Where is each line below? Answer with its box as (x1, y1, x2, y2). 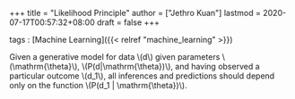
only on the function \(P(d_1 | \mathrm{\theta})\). (9, 80, 187, 90)
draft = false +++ (97, 17, 160, 28)
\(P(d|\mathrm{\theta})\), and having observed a (82, 62, 260, 71)
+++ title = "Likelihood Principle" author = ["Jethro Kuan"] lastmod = (9, 8, 262, 18)
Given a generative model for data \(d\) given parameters (9, 52, 221, 62)
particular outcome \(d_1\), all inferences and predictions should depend (9, 70, 275, 81)
